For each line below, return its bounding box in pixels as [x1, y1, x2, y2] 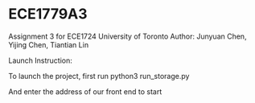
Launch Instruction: [8, 56, 72, 65]
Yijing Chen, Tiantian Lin [8, 39, 89, 49]
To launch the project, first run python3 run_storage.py [8, 71, 190, 80]
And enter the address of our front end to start [8, 86, 162, 97]
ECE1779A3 [8, 5, 88, 23]
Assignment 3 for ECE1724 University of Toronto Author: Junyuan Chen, [8, 31, 247, 41]
